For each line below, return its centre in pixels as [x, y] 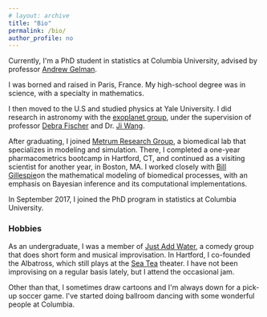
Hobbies [25, 229]
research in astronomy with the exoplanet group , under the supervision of [130, 118]
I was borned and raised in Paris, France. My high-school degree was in [127, 85]
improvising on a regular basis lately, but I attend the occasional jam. [121, 271]
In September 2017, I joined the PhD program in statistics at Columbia [122, 199]
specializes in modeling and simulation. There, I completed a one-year [124, 150]
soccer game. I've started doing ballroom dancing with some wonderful [137, 295]
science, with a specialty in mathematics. [76, 94]
